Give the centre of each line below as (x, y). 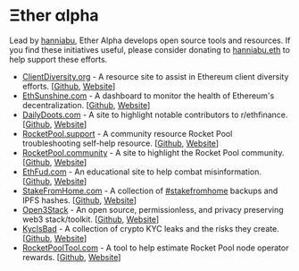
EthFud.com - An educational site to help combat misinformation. (141, 172)
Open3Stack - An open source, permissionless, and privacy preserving (153, 209)
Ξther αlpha (54, 16)
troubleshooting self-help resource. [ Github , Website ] (120, 143)
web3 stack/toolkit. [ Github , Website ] (90, 219)
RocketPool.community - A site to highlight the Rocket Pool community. (153, 152)
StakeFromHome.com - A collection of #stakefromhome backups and (150, 191)
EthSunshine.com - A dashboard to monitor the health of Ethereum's (148, 96)
